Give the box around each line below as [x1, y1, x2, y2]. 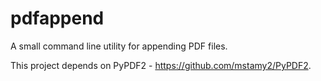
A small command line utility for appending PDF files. [10, 40, 228, 52]
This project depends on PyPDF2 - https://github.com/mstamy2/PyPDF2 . [10, 59, 312, 71]
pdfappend [10, 7, 105, 30]
